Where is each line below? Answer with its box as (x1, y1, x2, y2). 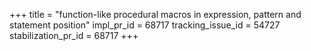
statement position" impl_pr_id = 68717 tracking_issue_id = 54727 (9, 19, 281, 31)
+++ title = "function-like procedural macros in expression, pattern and (9, 9, 302, 20)
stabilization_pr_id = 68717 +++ (9, 30, 139, 41)
